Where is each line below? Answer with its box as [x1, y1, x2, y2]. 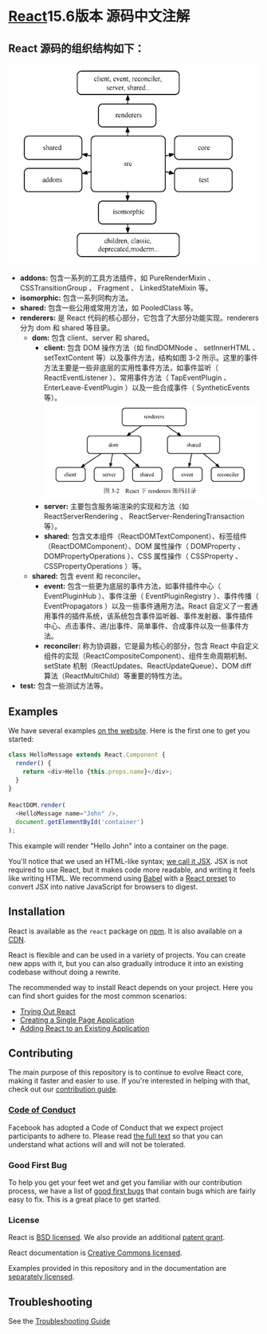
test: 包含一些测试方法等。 [19, 681, 108, 691]
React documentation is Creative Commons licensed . [8, 1248, 183, 1257]
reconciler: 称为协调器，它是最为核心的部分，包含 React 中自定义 [43, 641, 259, 651]
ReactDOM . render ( [8, 801, 66, 810]
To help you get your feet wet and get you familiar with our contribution [8, 1178, 242, 1187]
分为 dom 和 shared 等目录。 [19, 322, 115, 332]
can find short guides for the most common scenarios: [8, 991, 187, 1000]
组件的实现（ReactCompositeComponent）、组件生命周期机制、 [43, 651, 253, 661]
